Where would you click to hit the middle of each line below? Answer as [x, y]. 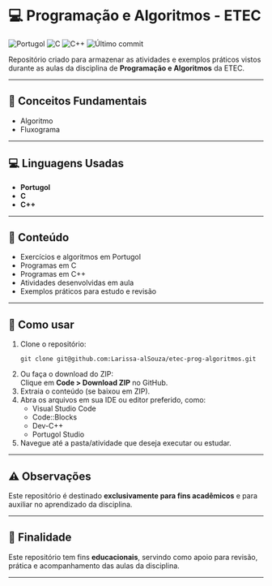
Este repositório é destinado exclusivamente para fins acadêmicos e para [133, 496]
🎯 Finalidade [40, 538]
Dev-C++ [48, 426]
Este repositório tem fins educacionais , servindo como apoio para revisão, [133, 557]
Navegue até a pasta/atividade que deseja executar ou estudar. [126, 443]
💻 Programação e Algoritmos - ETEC [135, 16]
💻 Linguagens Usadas [66, 164]
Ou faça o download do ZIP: [66, 374]
